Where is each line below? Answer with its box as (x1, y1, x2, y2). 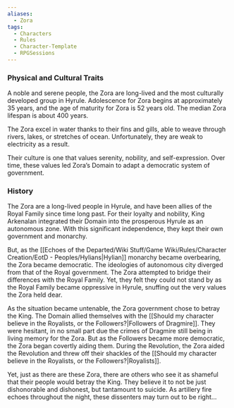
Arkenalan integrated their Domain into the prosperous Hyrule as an (7, 217, 204, 225)
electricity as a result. (7, 140, 70, 149)
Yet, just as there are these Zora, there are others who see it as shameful (7, 371, 218, 379)
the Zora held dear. (7, 290, 63, 299)
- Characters (13, 30, 52, 37)
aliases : (7, 10, 33, 18)
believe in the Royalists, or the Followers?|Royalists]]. (7, 357, 161, 365)
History (7, 186, 34, 196)
